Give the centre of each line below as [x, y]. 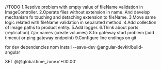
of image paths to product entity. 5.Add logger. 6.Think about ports [72, 28]
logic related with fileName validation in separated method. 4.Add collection [81, 22]
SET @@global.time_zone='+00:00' [41, 62]
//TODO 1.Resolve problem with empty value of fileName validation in [74, 7]
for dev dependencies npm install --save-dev [50, 47]
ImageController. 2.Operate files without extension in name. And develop [78, 12]
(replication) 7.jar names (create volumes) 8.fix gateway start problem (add [80, 33]
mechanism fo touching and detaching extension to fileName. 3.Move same [80, 17]
